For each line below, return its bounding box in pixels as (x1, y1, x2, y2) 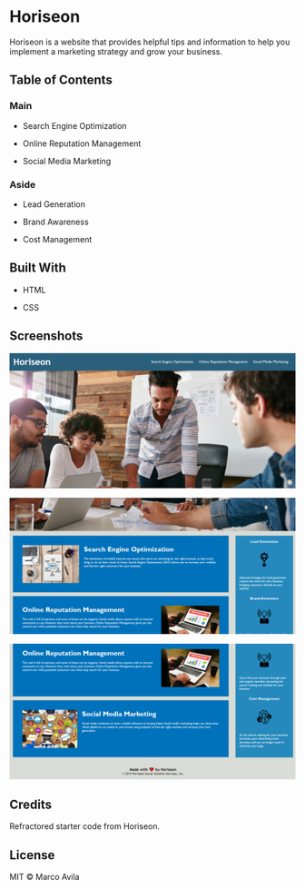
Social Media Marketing (22, 155, 112, 166)
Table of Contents (9, 73, 113, 88)
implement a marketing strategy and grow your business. (9, 45, 222, 56)
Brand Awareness (22, 216, 89, 227)
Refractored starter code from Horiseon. (9, 821, 161, 832)
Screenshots (9, 329, 84, 344)
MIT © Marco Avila (9, 872, 80, 883)
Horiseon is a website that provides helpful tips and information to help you (9, 36, 290, 47)
